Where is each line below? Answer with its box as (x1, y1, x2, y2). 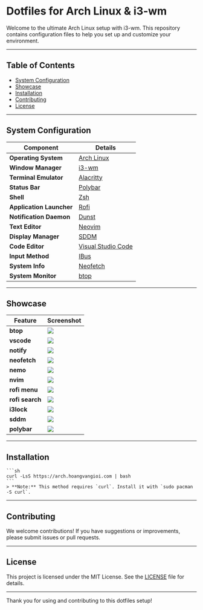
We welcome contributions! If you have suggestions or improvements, (6, 528, 180, 534)
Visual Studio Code (78, 242, 133, 251)
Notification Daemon (9, 212, 71, 221)
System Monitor (9, 271, 57, 280)
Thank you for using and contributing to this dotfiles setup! (6, 597, 152, 604)
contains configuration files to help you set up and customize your (6, 30, 171, 38)
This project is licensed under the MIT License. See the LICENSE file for (6, 573, 185, 580)
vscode (9, 336, 31, 345)
